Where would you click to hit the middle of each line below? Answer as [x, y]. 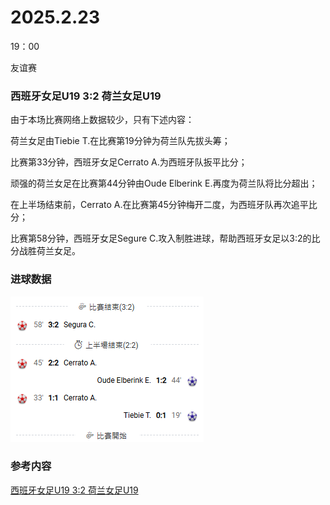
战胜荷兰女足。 [49, 251]
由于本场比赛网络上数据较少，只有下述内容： [102, 120]
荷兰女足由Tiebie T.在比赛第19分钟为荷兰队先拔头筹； [120, 141]
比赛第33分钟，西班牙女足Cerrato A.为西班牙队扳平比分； [129, 162]
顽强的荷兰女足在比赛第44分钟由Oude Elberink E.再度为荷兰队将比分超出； [164, 183]
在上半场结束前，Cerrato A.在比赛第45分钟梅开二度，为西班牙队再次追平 [159, 205]
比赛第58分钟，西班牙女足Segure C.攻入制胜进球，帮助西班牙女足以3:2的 [161, 238]
